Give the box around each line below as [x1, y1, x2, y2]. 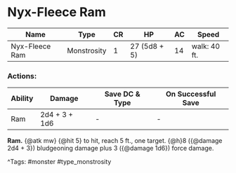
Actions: [7, 71, 37, 81]
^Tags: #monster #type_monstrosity [7, 158, 112, 166]
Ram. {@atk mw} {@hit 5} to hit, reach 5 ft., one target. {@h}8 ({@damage [7, 137, 223, 145]
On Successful [165, 89, 216, 99]
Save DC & [104, 89, 140, 99]
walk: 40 [191, 41, 220, 51]
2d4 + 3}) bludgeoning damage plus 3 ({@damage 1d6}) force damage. [7, 144, 214, 153]
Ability [11, 94, 34, 104]
